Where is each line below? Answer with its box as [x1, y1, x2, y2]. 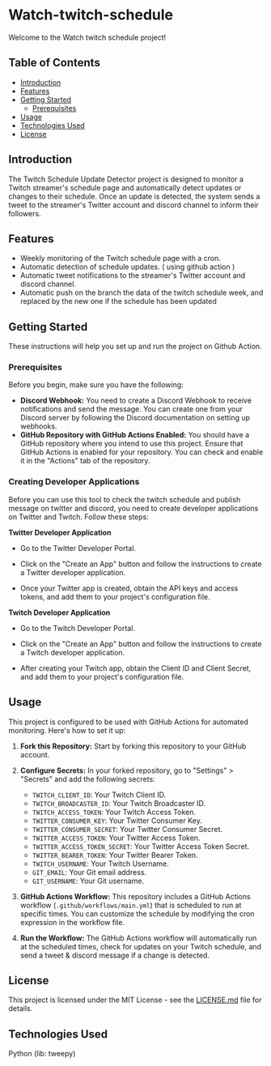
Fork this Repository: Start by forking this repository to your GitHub [19, 741, 247, 751]
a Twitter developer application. [19, 567, 126, 577]
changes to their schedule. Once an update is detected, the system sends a [8, 191, 260, 201]
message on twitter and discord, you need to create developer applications [8, 503, 259, 513]
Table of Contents [8, 56, 101, 70]
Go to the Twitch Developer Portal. [19, 623, 136, 633]
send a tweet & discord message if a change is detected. [19, 950, 210, 960]
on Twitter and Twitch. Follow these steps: [8, 512, 150, 522]
